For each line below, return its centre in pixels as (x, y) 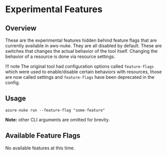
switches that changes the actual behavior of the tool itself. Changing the (81, 51)
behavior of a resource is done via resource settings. (60, 56)
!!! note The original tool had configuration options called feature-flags (80, 66)
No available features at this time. (40, 148)
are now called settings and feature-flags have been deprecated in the (80, 77)
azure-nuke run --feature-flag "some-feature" (55, 110)
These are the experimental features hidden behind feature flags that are (81, 40)
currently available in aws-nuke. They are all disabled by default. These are (83, 46)
